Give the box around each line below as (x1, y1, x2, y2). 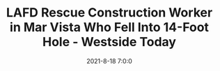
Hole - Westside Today (42, 34, 177, 50)
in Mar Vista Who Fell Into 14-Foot (9, 19, 210, 35)
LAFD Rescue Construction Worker (6, 5, 213, 21)
